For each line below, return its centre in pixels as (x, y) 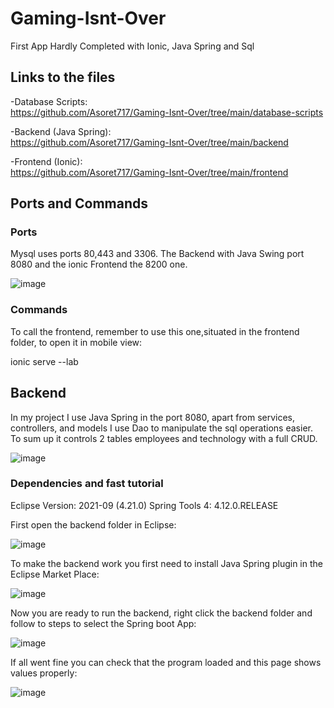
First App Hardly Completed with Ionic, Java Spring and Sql (132, 46)
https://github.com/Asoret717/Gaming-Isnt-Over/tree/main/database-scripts (167, 112)
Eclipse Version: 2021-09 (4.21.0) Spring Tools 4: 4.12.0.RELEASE (144, 505)
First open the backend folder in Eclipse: (93, 524)
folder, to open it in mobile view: (76, 342)
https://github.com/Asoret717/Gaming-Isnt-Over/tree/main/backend (149, 142)
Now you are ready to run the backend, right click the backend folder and (161, 613)
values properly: (44, 673)
